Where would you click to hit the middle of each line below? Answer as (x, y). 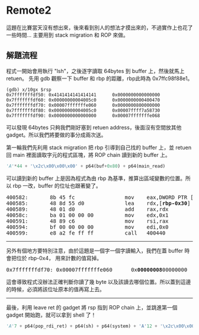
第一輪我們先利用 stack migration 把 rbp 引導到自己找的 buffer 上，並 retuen (99, 147)
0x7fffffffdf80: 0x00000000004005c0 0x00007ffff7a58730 (83, 110)
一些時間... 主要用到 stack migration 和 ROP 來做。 (67, 35)
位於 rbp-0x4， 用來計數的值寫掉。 (59, 258)
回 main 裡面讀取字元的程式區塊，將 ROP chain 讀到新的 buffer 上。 (88, 154)
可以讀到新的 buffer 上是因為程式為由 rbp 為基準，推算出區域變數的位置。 (96, 178)
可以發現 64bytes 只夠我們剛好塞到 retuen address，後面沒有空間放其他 (94, 127)
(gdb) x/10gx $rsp (29, 90)
